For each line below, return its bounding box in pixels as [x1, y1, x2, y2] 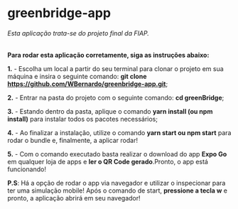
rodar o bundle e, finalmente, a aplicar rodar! [7, 136, 139, 145]
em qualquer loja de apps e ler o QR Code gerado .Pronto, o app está [7, 158, 208, 166]
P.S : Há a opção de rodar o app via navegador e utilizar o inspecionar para [7, 179, 226, 188]
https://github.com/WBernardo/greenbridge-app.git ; [7, 80, 168, 88]
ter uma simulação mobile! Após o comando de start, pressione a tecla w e [7, 186, 228, 195]
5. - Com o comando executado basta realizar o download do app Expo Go [7, 150, 227, 159]
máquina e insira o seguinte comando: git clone [7, 73, 147, 81]
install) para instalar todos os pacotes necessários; [7, 115, 158, 124]
